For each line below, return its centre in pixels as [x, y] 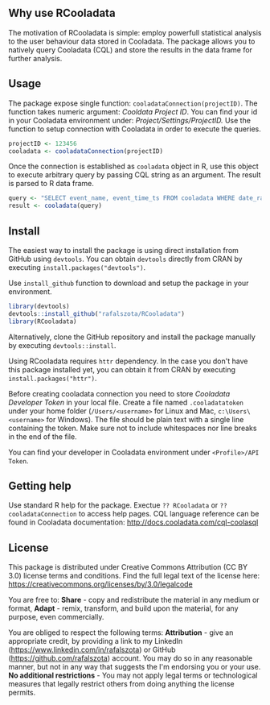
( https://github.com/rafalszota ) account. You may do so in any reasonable [131, 658]
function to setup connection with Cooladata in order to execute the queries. [135, 129]
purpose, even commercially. [56, 617]
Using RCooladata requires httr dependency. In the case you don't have [128, 361]
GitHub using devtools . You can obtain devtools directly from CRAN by [125, 259]
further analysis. [35, 58]
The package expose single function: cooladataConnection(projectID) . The [133, 103]
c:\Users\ [234, 411]
